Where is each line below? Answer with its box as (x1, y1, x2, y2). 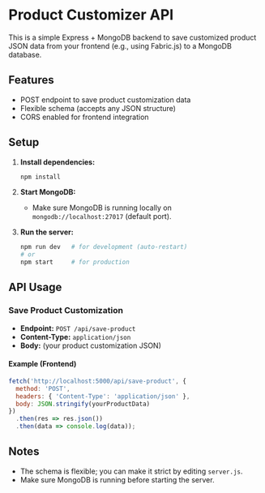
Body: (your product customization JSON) (19, 341, 162, 350)
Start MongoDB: (19, 187, 76, 197)
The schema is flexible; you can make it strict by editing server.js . (19, 466, 243, 476)
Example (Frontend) (8, 359, 77, 369)
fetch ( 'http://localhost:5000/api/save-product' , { (8, 377, 186, 385)
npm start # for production (19, 258, 130, 267)
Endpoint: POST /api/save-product (19, 323, 136, 333)
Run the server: (19, 227, 75, 237)
